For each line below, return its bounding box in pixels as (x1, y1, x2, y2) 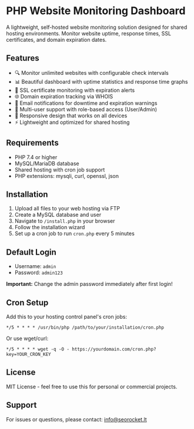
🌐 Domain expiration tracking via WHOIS (14, 93, 113, 100)
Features (6, 53, 39, 63)
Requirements (6, 138, 59, 148)
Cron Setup (6, 298, 49, 308)
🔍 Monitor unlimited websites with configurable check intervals (14, 69, 169, 76)
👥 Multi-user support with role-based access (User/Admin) (14, 105, 158, 113)
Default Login (6, 247, 57, 257)
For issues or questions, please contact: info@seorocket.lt (6, 415, 147, 423)
